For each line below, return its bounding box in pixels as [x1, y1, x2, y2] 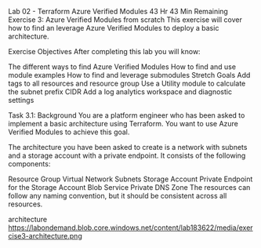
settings [8, 96, 34, 104]
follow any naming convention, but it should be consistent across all [8, 191, 227, 200]
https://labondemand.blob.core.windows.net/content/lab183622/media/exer [8, 223, 253, 232]
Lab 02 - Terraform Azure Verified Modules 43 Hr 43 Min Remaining [8, 7, 229, 16]
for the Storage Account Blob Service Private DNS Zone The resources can [8, 183, 251, 191]
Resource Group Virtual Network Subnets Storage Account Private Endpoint [8, 174, 253, 184]
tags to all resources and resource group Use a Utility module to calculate [8, 78, 246, 88]
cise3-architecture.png [8, 232, 82, 240]
